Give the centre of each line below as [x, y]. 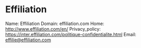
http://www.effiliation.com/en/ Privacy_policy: [53, 29]
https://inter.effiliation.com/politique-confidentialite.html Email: [71, 34]
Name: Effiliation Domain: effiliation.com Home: [55, 23]
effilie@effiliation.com [28, 40]
